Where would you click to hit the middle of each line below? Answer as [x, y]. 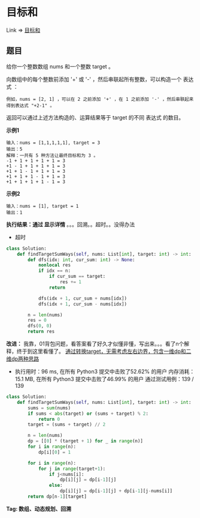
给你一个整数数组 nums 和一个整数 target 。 [60, 66]
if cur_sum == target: [77, 277]
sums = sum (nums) [49, 408]
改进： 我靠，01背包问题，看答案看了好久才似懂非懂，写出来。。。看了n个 [95, 344]
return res [41, 332]
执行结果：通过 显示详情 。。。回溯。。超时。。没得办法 [71, 224]
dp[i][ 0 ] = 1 [54, 452]
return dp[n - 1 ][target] [57, 496]
